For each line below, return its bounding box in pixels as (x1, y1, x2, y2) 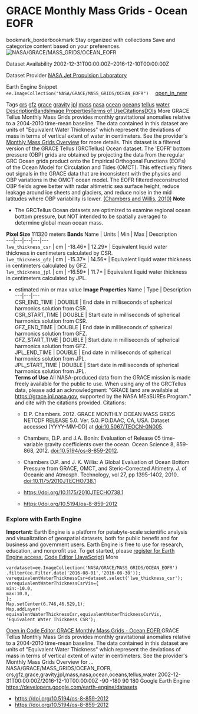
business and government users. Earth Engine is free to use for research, (6, 541, 184, 548)
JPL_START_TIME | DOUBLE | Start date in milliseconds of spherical (14, 361, 179, 368)
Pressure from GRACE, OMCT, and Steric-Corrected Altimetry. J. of (23, 465, 187, 472)
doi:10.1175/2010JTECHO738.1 (23, 477, 96, 484)
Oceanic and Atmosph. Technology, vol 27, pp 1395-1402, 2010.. (23, 471, 180, 478)
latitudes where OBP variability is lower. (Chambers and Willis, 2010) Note (6, 195, 186, 202)
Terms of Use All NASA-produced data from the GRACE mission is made (14, 374, 191, 381)
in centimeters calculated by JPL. (6, 274, 87, 281)
